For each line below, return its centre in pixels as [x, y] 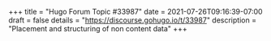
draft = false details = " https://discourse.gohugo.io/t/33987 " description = [133, 20]
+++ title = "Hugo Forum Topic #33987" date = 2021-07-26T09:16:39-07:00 [135, 12]
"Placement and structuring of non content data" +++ [98, 29]
